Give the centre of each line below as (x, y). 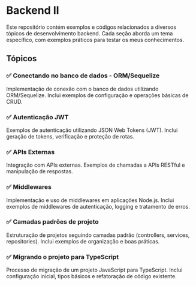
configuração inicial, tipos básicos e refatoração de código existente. (91, 276)
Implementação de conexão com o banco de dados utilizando (82, 89)
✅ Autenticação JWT (37, 117)
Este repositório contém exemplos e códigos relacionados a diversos (91, 27)
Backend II (33, 10)
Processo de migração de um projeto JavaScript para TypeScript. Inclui (94, 270)
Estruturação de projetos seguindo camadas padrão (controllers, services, (98, 235)
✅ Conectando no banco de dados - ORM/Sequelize (83, 76)
